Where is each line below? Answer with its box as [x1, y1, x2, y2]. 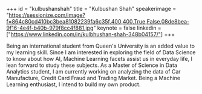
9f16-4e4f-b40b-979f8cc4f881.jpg [6, 24, 94, 31]
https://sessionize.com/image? [8, 11, 86, 19]
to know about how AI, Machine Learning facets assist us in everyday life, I [6, 55, 192, 62]
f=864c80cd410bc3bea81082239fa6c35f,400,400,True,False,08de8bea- [6, 18, 190, 25]
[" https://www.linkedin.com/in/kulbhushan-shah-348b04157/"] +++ [6, 31, 175, 38]
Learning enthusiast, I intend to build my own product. [6, 81, 141, 88]
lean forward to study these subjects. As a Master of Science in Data [6, 61, 177, 69]
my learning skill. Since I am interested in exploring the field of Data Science [6, 49, 196, 56]
